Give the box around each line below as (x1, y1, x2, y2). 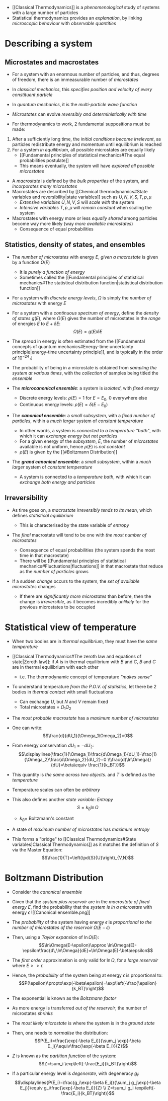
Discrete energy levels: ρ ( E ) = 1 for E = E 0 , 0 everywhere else (19, 395, 147, 402)
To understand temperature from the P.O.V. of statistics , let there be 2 (12, 683, 157, 689)
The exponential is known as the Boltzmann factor (12, 995, 117, 1001)
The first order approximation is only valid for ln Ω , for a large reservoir (12, 957, 158, 963)
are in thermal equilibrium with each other (12, 664, 99, 670)
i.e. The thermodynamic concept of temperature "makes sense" (19, 674, 152, 680)
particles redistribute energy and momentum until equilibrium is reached (12, 141, 162, 147)
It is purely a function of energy (19, 269, 85, 275)
